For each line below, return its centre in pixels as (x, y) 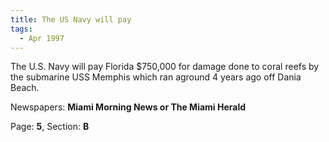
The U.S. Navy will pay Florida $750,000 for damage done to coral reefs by (165, 67)
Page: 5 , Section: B (50, 127)
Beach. (25, 88)
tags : (21, 29)
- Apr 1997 (42, 38)
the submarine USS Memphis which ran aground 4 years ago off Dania (156, 77)
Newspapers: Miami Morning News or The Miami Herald (128, 107)
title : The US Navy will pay (71, 19)
